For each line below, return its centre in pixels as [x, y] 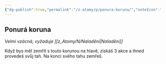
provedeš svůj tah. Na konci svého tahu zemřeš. [54, 56]
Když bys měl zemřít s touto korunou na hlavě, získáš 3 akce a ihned [74, 51]
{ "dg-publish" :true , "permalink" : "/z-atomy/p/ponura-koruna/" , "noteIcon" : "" [84, 10]
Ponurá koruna [28, 30]
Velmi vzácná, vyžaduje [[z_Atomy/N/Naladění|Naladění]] [64, 41]
